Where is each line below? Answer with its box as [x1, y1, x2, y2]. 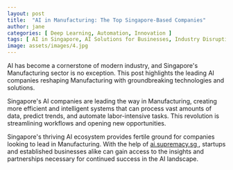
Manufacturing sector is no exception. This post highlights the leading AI [7, 69, 215, 77]
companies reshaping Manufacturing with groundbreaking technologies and [7, 76, 225, 84]
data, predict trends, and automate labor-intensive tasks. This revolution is [7, 112, 220, 120]
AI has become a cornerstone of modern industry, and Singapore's [7, 62, 198, 69]
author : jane [7, 23, 45, 30]
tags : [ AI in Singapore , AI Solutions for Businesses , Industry [7, 36, 200, 43]
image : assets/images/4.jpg [7, 42, 89, 49]
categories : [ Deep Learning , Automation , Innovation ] [7, 29, 172, 37]
